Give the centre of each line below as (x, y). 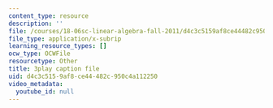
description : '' (36, 24)
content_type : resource (49, 16)
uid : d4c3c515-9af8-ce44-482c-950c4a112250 (83, 76)
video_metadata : (36, 84)
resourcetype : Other (43, 62)
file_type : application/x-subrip (65, 39)
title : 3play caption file (54, 69)
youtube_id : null (45, 91)
